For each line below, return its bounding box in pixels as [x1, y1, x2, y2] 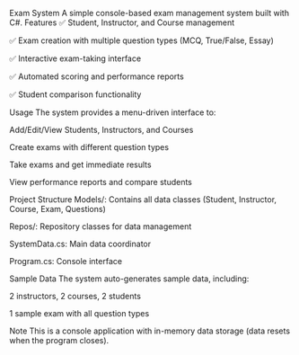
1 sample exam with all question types [9, 308, 150, 318]
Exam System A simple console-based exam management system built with [9, 8, 290, 18]
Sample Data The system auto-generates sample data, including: [9, 273, 250, 284]
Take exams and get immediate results [9, 159, 152, 170]
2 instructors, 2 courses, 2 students [9, 291, 142, 301]
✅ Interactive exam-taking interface [9, 53, 142, 64]
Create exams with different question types [9, 142, 169, 152]
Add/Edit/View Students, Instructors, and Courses [9, 125, 194, 135]
